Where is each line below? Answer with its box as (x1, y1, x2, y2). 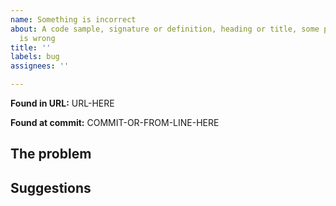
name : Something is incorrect (10, 14, 137, 25)
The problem (10, 146, 92, 163)
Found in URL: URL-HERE (10, 97, 115, 109)
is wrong (19, 33, 56, 43)
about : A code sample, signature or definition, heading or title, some (10, 24, 320, 34)
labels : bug (10, 52, 60, 62)
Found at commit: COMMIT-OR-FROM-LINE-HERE (10, 117, 220, 128)
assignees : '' (10, 61, 70, 71)
